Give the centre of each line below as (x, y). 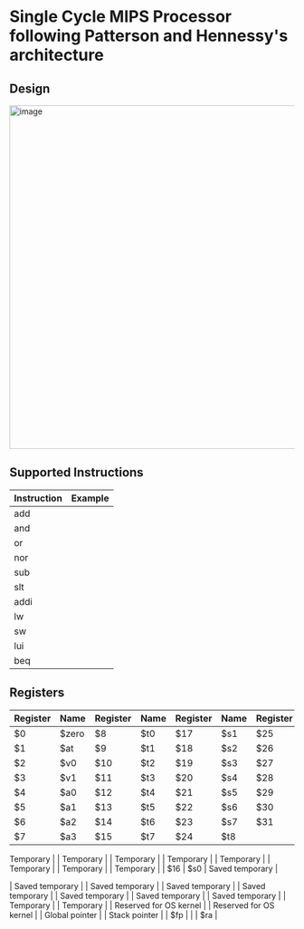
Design (30, 88)
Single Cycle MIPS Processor (121, 17)
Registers (37, 693)
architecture (57, 55)
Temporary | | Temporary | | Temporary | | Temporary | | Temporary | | (140, 858)
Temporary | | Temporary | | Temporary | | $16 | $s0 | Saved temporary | (144, 868)
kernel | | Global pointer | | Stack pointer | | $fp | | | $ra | (114, 915)
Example (90, 498)
